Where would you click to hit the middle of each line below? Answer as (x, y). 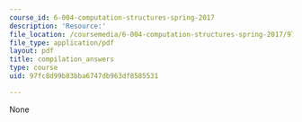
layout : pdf (31, 51)
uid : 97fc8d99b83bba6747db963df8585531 (84, 76)
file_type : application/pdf (62, 43)
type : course (34, 68)
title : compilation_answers (62, 59)
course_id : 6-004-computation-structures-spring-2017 (112, 17)
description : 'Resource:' (58, 26)
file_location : (38, 34)
